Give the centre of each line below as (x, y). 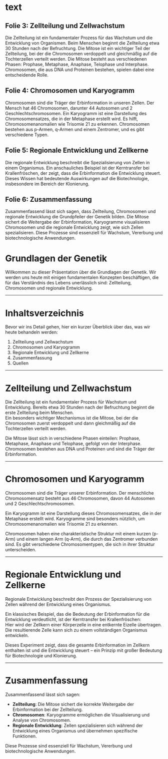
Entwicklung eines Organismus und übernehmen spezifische (75, 731)
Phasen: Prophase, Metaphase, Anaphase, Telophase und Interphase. (77, 64)
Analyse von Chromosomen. (41, 720)
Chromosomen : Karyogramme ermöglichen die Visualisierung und (81, 715)
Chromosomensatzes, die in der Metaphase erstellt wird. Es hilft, (72, 119)
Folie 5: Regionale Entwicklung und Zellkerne (77, 150)
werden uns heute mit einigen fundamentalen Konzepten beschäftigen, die (82, 277)
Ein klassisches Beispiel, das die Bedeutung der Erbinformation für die (77, 614)
